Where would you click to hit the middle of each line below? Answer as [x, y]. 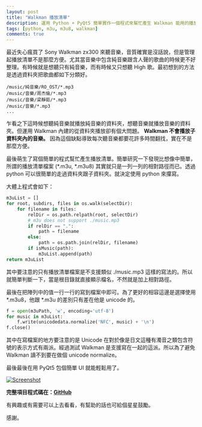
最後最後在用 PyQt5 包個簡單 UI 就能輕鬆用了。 [64, 368]
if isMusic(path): [51, 248]
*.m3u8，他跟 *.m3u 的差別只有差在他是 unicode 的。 [72, 300]
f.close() [19, 328]
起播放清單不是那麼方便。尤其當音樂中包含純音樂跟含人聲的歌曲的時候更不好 [101, 60]
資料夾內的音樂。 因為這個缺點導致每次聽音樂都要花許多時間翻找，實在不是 [99, 138]
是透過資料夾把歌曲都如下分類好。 [48, 75]
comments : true [25, 34]
